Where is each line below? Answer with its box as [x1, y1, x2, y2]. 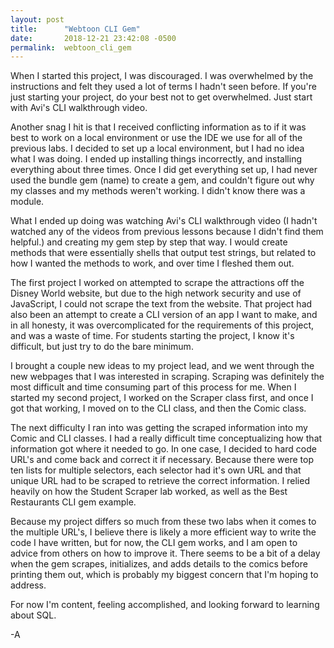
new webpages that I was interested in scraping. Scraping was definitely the [10, 371, 325, 383]
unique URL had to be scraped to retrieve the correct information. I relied [10, 475, 310, 487]
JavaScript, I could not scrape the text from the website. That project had [10, 298, 313, 310]
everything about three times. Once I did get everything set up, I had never [10, 164, 318, 176]
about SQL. [10, 609, 57, 621]
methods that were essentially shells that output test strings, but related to [10, 247, 317, 259]
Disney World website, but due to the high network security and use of [10, 287, 302, 300]
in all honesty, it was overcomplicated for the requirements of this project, [10, 319, 315, 331]
